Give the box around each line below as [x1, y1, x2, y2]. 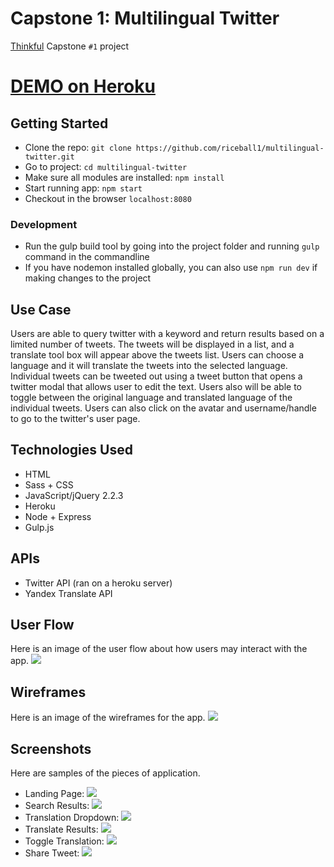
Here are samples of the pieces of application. [10, 767, 201, 779]
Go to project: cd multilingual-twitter [24, 160, 188, 172]
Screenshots [10, 740, 92, 757]
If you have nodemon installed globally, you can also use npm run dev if [24, 262, 318, 274]
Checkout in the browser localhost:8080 [24, 192, 192, 204]
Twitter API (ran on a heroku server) [24, 577, 173, 589]
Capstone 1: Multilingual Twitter [10, 7, 280, 30]
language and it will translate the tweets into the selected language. [10, 360, 288, 372]
